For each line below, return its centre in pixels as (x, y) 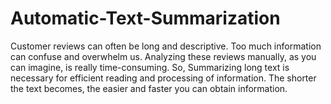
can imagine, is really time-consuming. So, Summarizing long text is (150, 67)
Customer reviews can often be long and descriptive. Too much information (166, 46)
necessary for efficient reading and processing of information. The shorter (163, 78)
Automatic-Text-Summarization (145, 18)
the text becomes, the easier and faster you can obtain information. (149, 88)
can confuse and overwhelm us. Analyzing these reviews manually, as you (163, 56)
